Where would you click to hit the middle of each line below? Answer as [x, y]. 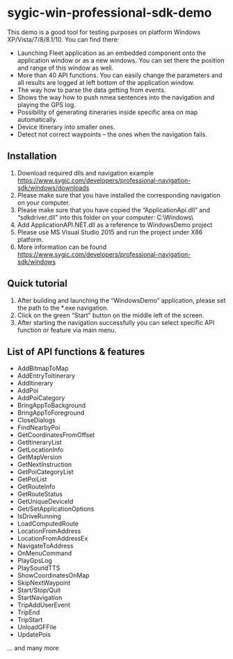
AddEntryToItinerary [46, 376]
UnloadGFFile [37, 627]
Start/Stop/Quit [39, 590]
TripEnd [29, 612]
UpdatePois [34, 635]
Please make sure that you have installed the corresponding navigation [119, 195]
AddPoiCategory [41, 398]
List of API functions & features [76, 352]
